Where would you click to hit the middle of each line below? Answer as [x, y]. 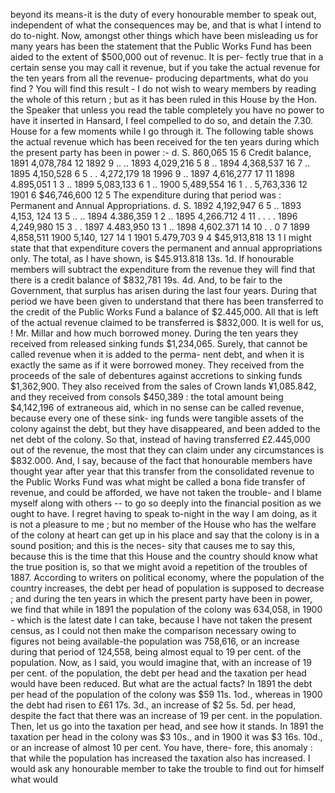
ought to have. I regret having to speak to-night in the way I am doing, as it [164, 513]
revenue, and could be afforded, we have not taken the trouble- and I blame [166, 492]
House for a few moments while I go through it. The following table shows [162, 131]
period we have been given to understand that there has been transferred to [167, 301]
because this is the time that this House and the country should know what [164, 556]
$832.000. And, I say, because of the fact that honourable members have [161, 460]
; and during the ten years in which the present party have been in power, [161, 598]
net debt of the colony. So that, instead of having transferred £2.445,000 [160, 439]
